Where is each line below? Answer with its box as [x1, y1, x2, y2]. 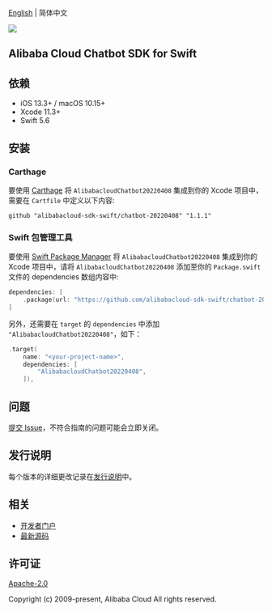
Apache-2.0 [8, 579, 49, 589]
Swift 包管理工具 [8, 232, 73, 243]
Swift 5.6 [19, 116, 50, 125]
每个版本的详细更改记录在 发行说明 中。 [8, 471, 136, 481]
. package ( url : [23, 295, 70, 304]
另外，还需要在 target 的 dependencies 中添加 [8, 319, 160, 329]
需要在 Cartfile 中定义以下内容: [8, 195, 115, 205]
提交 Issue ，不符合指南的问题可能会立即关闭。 [8, 423, 164, 432]
